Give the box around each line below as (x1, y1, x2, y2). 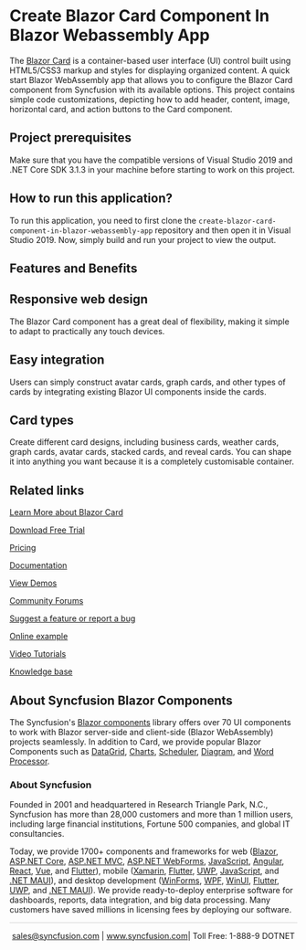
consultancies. (9, 829, 65, 839)
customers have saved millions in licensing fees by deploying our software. (9, 904, 292, 915)
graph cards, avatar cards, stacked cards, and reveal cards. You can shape (9, 447, 292, 458)
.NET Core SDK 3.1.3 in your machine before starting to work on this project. (9, 164, 295, 174)
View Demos (9, 577, 58, 589)
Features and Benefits (9, 260, 138, 276)
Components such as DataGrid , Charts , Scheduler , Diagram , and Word (9, 746, 274, 757)
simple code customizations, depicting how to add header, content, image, (9, 93, 290, 105)
